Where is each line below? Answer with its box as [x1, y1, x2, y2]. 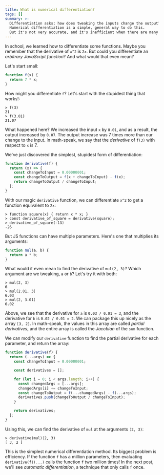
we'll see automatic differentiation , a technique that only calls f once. [5, 464, 145, 470]
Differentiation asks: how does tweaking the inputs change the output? [9, 21, 161, 26]
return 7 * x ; [9, 77, 38, 82]
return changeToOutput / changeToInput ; [14, 179, 97, 184]
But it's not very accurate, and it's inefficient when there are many [9, 30, 159, 35]
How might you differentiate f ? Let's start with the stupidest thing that [5, 90, 145, 96]
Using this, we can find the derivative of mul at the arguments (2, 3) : [5, 426, 144, 432]
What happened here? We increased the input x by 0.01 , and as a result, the [5, 127, 158, 132]
